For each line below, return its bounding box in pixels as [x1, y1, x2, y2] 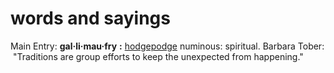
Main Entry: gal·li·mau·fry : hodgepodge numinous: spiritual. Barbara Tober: [10, 40, 325, 52]
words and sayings [10, 7, 171, 30]
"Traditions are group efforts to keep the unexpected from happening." [12, 50, 304, 62]
